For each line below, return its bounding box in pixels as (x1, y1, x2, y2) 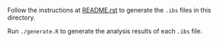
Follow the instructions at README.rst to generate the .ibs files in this (7, 6, 212, 14)
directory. (7, 13, 35, 22)
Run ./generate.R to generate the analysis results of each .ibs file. (7, 27, 203, 35)
